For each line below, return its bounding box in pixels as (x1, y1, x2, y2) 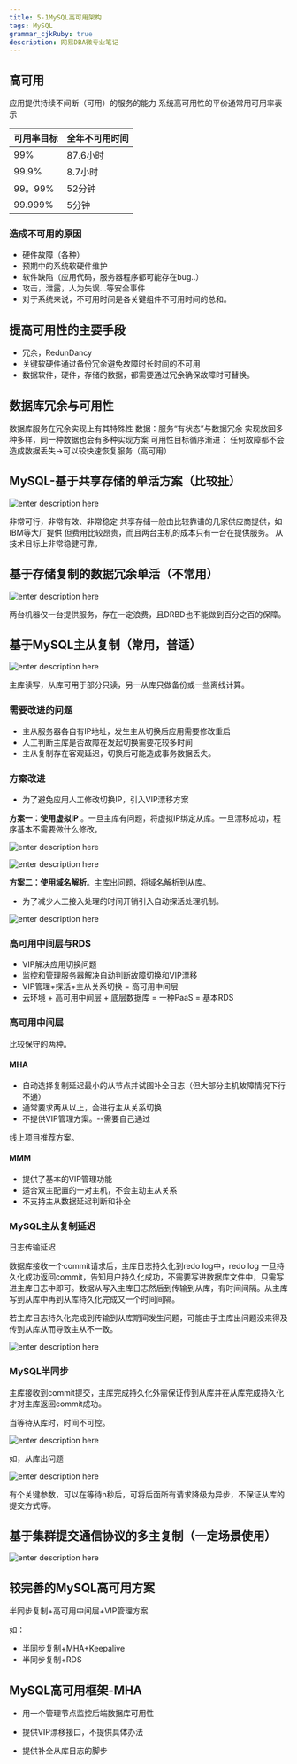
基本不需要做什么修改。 (16, 824, 103, 835)
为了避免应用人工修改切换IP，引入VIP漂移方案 (21, 794, 189, 805)
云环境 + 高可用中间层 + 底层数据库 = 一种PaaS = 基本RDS (21, 993, 234, 1003)
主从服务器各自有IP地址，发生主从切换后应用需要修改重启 (21, 725, 232, 736)
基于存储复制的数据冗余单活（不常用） (9, 567, 218, 582)
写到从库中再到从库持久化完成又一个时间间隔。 (9, 1294, 179, 1304)
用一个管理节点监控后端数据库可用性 (21, 1708, 155, 1719)
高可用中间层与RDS (9, 937, 91, 949)
